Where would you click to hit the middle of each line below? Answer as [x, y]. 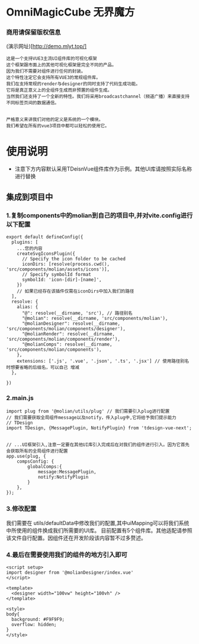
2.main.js [20, 398]
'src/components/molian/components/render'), [63, 340]
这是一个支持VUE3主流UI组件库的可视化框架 [52, 59]
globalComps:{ [45, 467]
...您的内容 [30, 249]
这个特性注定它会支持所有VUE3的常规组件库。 [53, 78]
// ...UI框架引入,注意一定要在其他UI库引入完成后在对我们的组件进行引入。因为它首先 [98, 445]
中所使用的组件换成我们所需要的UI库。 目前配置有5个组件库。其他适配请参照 [99, 530]
